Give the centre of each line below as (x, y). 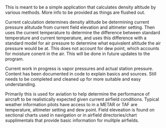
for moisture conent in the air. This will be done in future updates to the (78, 54)
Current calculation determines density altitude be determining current (77, 22)
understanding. (21, 84)
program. (15, 59)
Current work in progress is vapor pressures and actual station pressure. (79, 68)
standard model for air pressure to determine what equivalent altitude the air (83, 43)
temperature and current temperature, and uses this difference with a (76, 38)
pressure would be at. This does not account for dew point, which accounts (82, 48)
